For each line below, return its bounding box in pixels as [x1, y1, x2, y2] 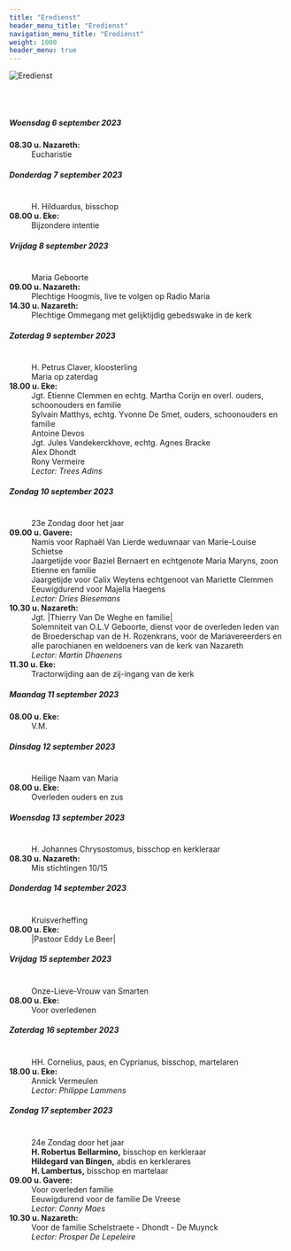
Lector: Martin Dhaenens [31, 649, 123, 660]
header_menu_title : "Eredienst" [9, 21, 128, 30]
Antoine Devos [31, 428, 85, 438]
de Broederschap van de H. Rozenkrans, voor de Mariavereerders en [31, 631, 282, 641]
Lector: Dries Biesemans [31, 593, 121, 603]
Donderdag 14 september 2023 [9, 883, 126, 893]
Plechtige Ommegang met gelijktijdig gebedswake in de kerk [31, 310, 252, 320]
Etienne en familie [31, 564, 96, 575]
